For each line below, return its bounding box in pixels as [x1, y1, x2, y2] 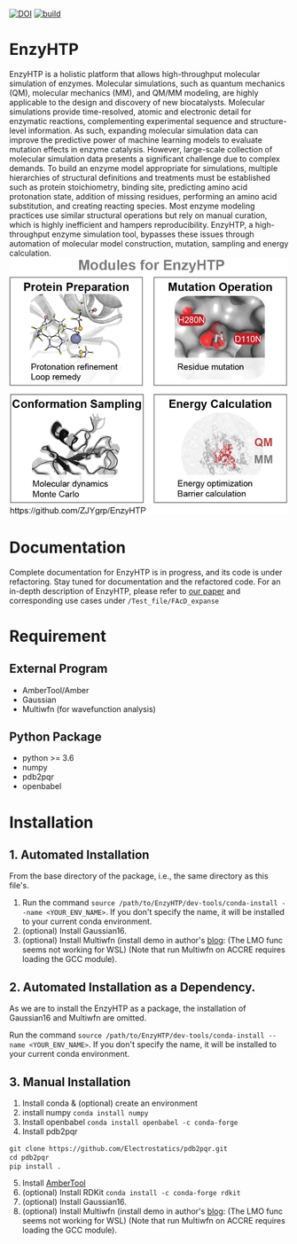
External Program [9, 661, 108, 677]
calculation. [9, 247, 51, 258]
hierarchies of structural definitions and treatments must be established [9, 172, 270, 183]
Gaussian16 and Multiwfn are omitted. [9, 1013, 147, 1023]
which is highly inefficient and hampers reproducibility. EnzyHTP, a [9, 219, 254, 230]
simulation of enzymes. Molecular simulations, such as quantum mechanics [9, 78, 285, 89]
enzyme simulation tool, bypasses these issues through [51, 229, 254, 239]
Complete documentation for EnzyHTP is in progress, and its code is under [9, 567, 283, 577]
